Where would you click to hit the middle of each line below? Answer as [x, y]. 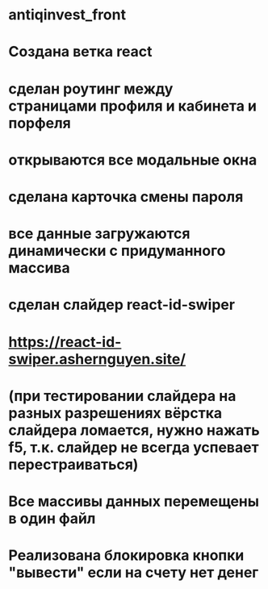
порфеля [40, 123]
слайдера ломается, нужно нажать [134, 430]
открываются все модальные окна [133, 160]
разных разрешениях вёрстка [115, 413]
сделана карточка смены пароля [126, 196]
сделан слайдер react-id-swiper [122, 305]
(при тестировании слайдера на [122, 396]
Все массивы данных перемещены [134, 501]
